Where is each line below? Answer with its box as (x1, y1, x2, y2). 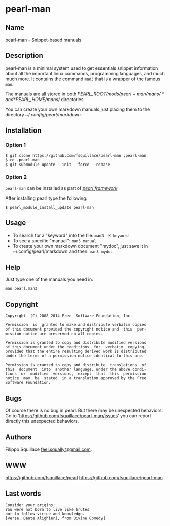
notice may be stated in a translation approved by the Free (5, 376, 146, 381)
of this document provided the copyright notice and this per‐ (5, 327, 146, 332)
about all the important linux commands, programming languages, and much (5, 70, 165, 76)
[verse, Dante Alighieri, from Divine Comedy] (5, 516, 106, 521)
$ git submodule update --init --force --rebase (5, 162, 110, 167)
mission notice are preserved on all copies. (5, 331, 103, 337)
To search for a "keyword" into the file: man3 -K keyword (12, 232, 129, 238)
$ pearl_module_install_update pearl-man (5, 205, 94, 210)
